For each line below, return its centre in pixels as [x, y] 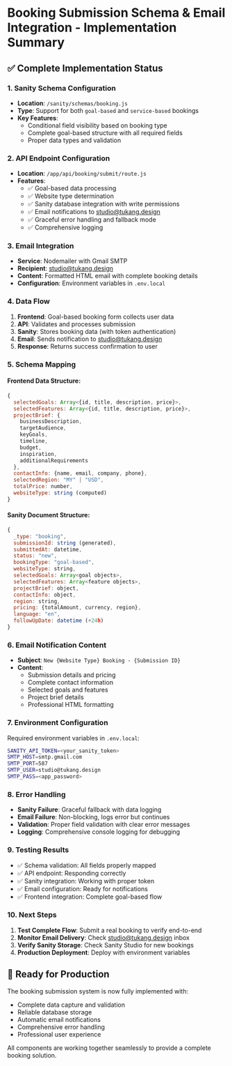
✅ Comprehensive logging [65, 227]
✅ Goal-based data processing [72, 188]
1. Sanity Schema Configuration [61, 88]
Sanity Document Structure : [49, 515]
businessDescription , [51, 422]
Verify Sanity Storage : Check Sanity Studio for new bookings [106, 945]
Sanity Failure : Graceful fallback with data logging [89, 809]
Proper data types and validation [74, 140]
